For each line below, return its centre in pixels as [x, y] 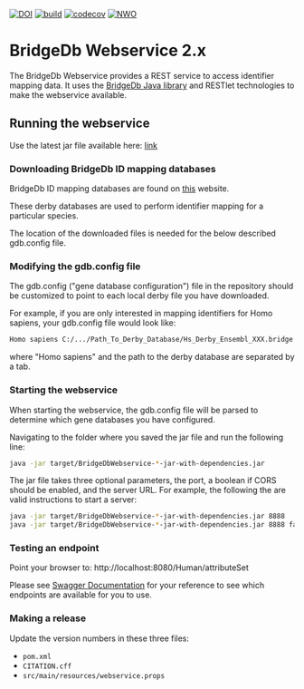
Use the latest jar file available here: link [84, 145]
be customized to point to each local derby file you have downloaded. [139, 296]
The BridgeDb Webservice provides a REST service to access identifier [142, 75]
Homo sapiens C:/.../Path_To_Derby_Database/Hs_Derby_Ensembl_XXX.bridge [152, 340]
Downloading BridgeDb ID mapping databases [113, 169]
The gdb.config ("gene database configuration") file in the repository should [152, 286]
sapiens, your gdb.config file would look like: [93, 323]
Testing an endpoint [54, 548]
